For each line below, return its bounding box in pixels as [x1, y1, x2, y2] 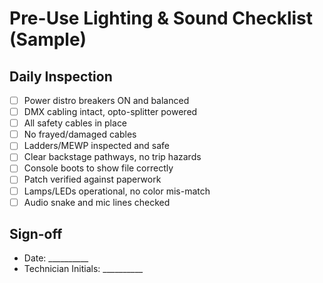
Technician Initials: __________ [23, 263, 144, 275]
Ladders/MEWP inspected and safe [23, 140, 171, 152]
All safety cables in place [23, 117, 128, 129]
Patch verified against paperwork [23, 173, 162, 186]
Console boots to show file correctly [23, 162, 174, 174]
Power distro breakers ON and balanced [23, 95, 190, 106]
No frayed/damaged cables [23, 128, 137, 141]
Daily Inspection [9, 68, 113, 85]
